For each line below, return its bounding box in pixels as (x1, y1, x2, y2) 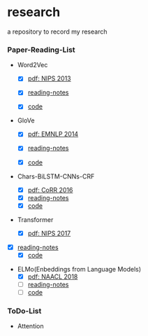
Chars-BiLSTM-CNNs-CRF (17, 172, 95, 181)
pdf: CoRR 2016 (27, 185, 73, 194)
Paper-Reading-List (7, 45, 75, 55)
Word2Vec (17, 61, 48, 69)
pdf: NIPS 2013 (27, 74, 71, 83)
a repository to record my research (7, 27, 108, 36)
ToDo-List (7, 306, 42, 316)
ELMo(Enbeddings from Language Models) (17, 265, 142, 273)
